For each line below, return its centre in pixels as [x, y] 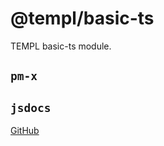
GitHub [25, 131]
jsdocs [31, 107]
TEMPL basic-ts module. [61, 46]
